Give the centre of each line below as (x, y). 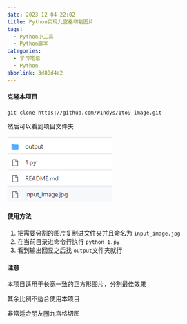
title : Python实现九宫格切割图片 (51, 22)
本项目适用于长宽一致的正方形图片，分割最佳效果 (77, 284)
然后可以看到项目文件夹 (40, 126)
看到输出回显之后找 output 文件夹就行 (70, 250)
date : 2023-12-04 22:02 (41, 15)
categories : (24, 51)
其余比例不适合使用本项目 (43, 299)
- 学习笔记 (27, 59)
